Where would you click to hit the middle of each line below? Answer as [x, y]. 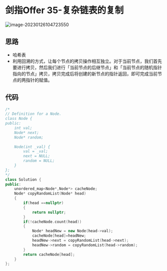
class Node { [19, 119]
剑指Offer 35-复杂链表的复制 [64, 10]
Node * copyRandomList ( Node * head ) [50, 194]
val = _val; [36, 152]
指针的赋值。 [39, 80]
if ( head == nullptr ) [44, 203]
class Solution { [23, 179]
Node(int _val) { [32, 147]
